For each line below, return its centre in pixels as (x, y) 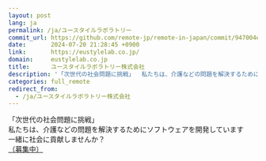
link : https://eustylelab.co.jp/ (74, 52)
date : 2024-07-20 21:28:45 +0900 (74, 45)
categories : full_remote (49, 81)
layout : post (30, 15)
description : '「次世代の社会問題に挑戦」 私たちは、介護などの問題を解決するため (131, 74)
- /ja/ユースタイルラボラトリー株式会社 (73, 96)
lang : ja (23, 23)
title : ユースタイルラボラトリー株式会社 (76, 67)
